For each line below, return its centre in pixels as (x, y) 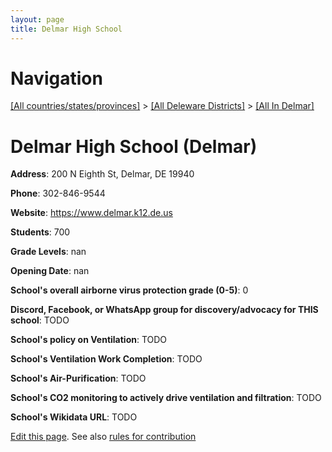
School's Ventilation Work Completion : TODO (106, 359)
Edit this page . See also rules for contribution (103, 437)
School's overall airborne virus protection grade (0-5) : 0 (129, 290)
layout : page (37, 19)
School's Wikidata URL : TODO (74, 417)
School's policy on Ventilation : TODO (89, 340)
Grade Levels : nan (48, 252)
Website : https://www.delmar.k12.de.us (91, 213)
